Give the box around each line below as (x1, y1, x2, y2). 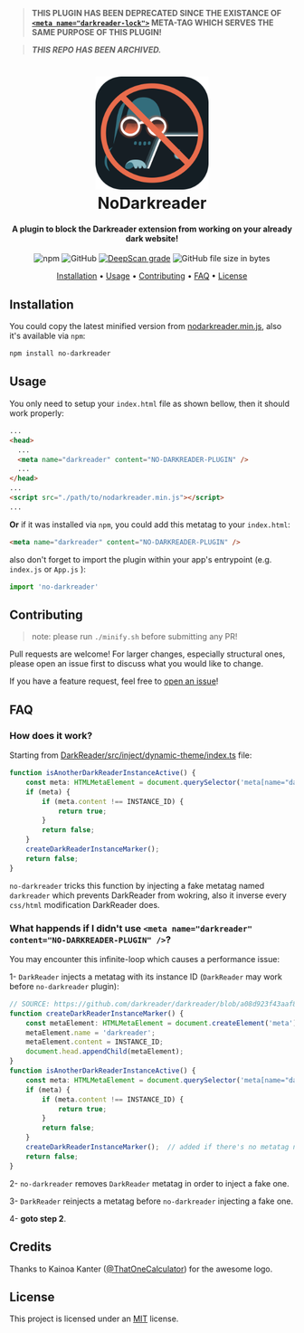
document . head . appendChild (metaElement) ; (25, 1047, 184, 1056)
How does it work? (9, 729, 93, 742)
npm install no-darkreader (9, 349, 111, 358)
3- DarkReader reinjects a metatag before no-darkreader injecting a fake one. (9, 1196, 294, 1206)
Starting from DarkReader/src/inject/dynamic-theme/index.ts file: (9, 750, 252, 761)
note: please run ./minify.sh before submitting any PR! (31, 631, 238, 642)
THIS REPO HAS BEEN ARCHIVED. (31, 44, 162, 55)
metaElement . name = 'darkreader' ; (25, 1028, 156, 1037)
